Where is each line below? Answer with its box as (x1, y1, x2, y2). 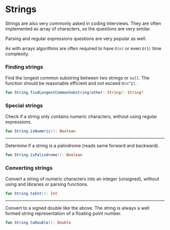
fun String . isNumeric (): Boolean (5, 129, 76, 134)
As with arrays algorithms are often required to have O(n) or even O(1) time (5, 45, 162, 51)
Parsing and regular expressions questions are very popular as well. (5, 35, 147, 42)
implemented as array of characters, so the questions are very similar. (5, 25, 151, 31)
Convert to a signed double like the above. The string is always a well (5, 205, 150, 211)
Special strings (5, 102, 43, 109)
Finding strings (5, 63, 44, 70)
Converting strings (5, 165, 53, 172)
